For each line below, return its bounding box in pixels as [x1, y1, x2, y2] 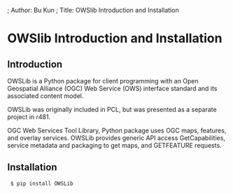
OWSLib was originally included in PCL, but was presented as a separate [7, 105, 217, 113]
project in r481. [7, 113, 51, 121]
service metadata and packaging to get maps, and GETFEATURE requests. [7, 141, 222, 149]
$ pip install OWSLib [10, 180, 73, 187]
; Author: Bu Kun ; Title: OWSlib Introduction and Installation [7, 6, 180, 14]
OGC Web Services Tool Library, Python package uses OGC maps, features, [7, 126, 227, 134]
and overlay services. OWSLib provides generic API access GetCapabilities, [7, 134, 226, 142]
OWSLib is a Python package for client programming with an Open [7, 77, 199, 85]
